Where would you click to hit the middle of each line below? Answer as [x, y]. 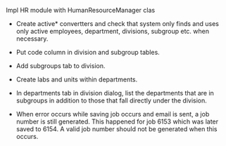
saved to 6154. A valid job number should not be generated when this [117, 129]
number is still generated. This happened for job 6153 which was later [117, 121]
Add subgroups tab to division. [61, 66]
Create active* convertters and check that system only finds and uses [117, 24]
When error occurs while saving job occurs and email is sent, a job [113, 114]
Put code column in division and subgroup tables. [88, 52]
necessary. [32, 39]
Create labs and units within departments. [77, 79]
